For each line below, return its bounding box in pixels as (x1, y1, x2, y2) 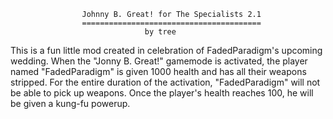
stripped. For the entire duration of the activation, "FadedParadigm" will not (10, 76, 321, 88)
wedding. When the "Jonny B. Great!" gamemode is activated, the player (10, 55, 308, 67)
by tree (144, 27, 177, 37)
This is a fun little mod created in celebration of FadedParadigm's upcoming (10, 45, 323, 56)
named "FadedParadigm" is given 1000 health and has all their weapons (10, 66, 307, 77)
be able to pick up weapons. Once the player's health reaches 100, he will (10, 87, 314, 99)
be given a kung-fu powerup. (10, 98, 131, 109)
